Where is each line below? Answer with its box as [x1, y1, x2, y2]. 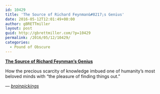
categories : [5, 40, 30, 45]
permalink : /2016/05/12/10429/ [5, 35, 71, 40]
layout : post [5, 26, 33, 31]
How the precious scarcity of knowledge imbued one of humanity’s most [5, 68, 155, 74]
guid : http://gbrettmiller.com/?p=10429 [5, 30, 91, 35]
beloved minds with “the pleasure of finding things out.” [5, 73, 120, 79]
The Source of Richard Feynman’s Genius [5, 58, 93, 64]
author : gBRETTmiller [5, 21, 51, 26]
